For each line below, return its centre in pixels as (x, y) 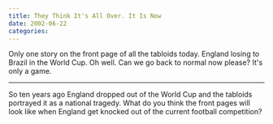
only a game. (30, 71)
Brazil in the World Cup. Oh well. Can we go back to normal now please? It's (136, 62)
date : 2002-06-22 (38, 24)
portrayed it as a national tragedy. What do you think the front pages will (129, 103)
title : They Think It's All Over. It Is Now (85, 16)
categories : (28, 31)
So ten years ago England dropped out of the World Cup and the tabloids (130, 95)
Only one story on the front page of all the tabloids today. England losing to (134, 54)
